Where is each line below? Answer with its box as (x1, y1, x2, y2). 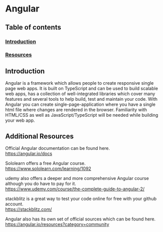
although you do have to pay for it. (5, 181, 76, 187)
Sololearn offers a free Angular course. (5, 160, 86, 166)
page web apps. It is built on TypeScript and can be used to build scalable (5, 86, 158, 92)
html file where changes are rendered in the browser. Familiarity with (5, 107, 147, 113)
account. (5, 201, 24, 207)
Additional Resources (5, 132, 74, 140)
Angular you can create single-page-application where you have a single (5, 101, 156, 108)
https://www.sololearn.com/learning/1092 (5, 166, 91, 172)
